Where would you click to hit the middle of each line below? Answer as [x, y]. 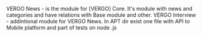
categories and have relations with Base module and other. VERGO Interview [101, 15]
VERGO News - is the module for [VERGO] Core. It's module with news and [99, 9]
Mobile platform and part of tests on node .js [62, 27]
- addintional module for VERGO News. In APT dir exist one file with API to [98, 21]
